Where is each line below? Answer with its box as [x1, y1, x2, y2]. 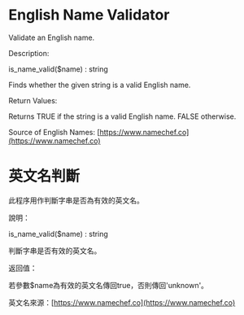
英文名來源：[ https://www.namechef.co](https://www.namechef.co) [8, 297, 236, 307]
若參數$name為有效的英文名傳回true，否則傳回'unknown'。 [8, 280, 209, 290]
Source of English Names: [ [8, 127, 100, 137]
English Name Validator [8, 6, 170, 24]
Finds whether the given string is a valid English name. [8, 80, 191, 90]
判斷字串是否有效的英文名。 [8, 246, 102, 256]
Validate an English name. [8, 33, 95, 42]
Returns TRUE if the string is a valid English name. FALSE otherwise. [8, 112, 237, 121]
